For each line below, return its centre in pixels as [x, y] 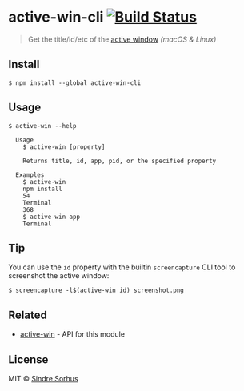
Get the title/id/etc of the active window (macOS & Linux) [122, 39]
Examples [30, 175]
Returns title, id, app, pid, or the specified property [120, 161]
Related [28, 315]
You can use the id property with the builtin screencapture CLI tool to [122, 267]
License [28, 359]
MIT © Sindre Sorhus [43, 379]
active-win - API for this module [72, 334]
